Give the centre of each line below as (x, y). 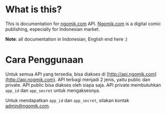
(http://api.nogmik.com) (30, 79)
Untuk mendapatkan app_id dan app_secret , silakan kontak (67, 100)
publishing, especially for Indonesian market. (53, 29)
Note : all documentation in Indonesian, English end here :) (67, 39)
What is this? (34, 9)
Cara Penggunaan (44, 60)
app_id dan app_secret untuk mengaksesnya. (53, 90)
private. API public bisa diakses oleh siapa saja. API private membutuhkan (83, 85)
